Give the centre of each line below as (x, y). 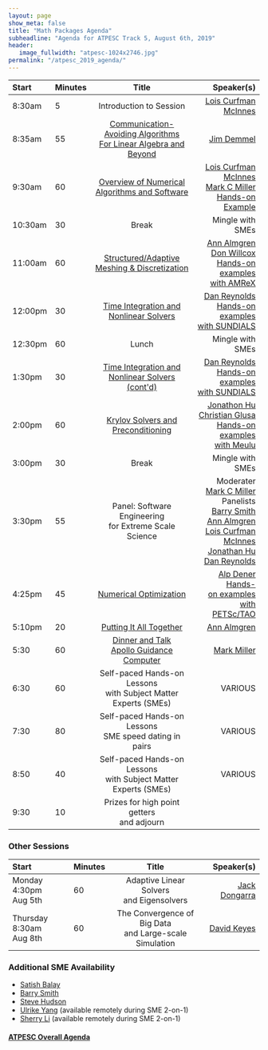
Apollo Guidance (142, 650)
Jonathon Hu (231, 405)
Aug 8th (27, 939)
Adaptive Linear (156, 880)
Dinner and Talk (142, 639)
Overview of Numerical (142, 182)
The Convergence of (156, 913)
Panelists (239, 501)
